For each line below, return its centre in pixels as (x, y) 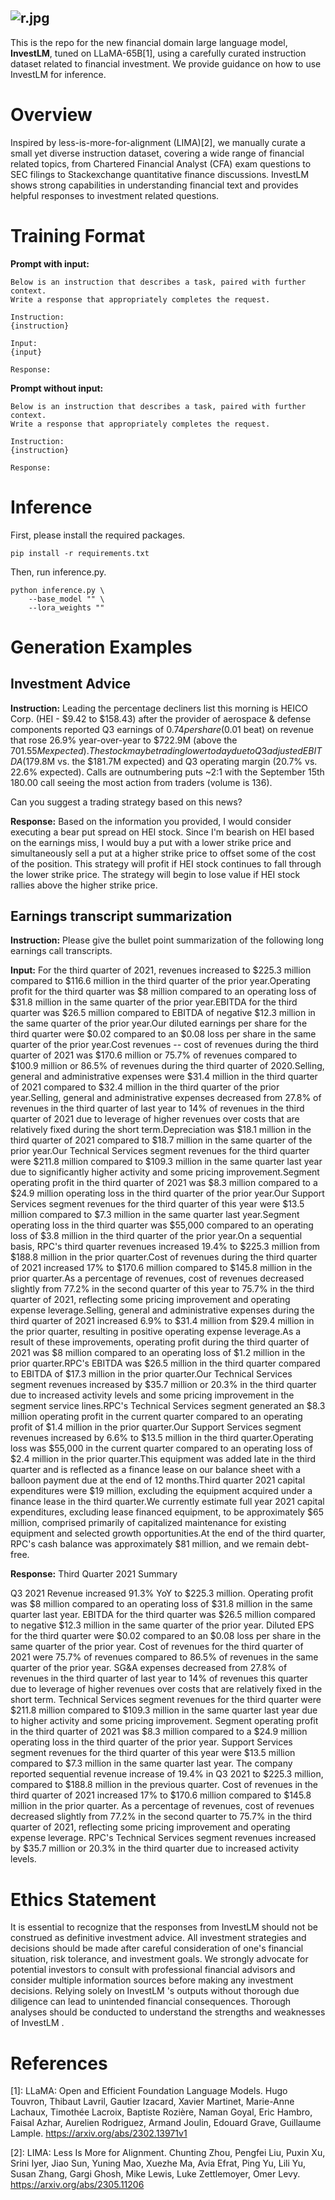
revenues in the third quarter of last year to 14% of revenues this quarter (159, 1678)
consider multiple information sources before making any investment (152, 1980)
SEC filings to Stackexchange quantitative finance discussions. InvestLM (160, 174)
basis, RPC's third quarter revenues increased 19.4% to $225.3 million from (165, 1247)
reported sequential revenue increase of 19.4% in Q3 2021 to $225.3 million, (167, 1774)
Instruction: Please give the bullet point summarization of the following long (167, 940)
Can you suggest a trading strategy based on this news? (126, 802)
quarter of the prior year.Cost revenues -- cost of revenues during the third (164, 1045)
